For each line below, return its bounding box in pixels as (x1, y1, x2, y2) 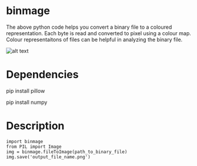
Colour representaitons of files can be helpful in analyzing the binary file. (6, 36, 183, 43)
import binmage (6, 138, 44, 144)
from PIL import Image (6, 144, 62, 150)
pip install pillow (6, 87, 45, 94)
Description (6, 119, 65, 133)
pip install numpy (6, 99, 48, 106)
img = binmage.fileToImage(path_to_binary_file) (6, 148, 128, 155)
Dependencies (6, 68, 79, 82)
